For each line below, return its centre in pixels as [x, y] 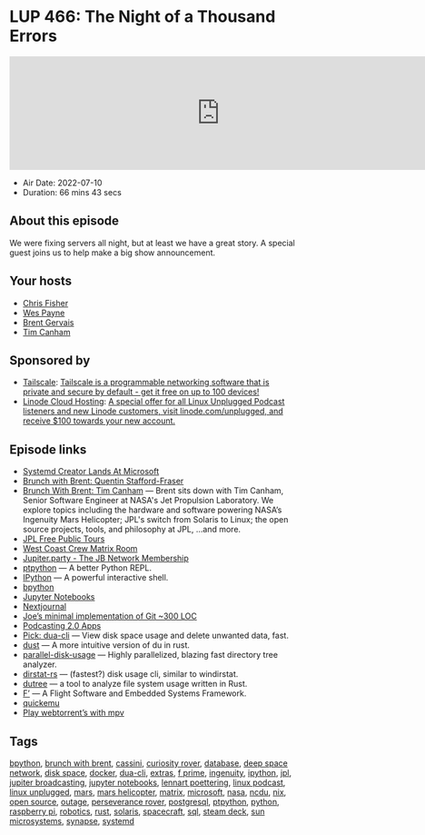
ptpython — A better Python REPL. [87, 568]
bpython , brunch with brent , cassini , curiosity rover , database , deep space [148, 763]
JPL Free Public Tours [64, 539]
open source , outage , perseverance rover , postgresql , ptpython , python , [144, 802]
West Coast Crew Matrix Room [80, 549]
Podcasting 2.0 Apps [62, 626]
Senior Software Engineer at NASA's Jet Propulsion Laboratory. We [148, 501]
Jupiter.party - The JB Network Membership [105, 558]
